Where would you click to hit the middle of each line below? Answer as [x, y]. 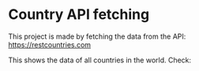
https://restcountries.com [50, 44]
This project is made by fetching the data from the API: [97, 36]
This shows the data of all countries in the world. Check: [100, 60]
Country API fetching [79, 15]
